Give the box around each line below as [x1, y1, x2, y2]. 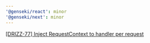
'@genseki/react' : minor [5, 8, 67, 15]
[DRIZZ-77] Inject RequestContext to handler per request [5, 30, 144, 37]
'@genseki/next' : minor [5, 14, 65, 20]
